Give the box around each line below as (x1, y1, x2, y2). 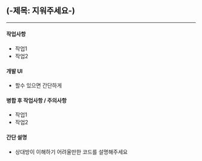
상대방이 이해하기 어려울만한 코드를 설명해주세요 (14, 148, 128, 155)
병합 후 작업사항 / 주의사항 (6, 97, 67, 104)
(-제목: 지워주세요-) (6, 5, 75, 16)
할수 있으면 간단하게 (14, 82, 62, 89)
